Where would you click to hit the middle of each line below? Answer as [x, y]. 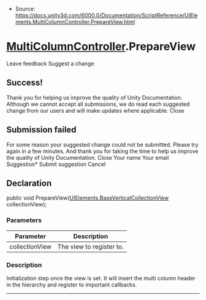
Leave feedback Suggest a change [50, 63]
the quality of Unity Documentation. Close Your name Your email [88, 157]
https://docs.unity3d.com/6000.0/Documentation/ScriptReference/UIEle [106, 15]
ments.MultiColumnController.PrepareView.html [75, 22]
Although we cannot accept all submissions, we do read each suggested [98, 104]
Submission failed [41, 130]
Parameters [24, 220]
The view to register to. [90, 246]
